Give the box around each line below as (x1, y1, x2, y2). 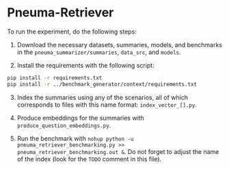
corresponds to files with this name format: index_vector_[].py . (16, 101, 197, 109)
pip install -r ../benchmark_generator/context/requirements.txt (7, 81, 197, 88)
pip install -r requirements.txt (7, 74, 103, 81)
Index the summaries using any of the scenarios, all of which (16, 93, 188, 101)
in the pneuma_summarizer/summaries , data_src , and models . (16, 48, 181, 56)
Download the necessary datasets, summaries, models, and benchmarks (16, 40, 222, 49)
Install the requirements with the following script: (16, 61, 155, 69)
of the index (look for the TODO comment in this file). (16, 155, 162, 163)
